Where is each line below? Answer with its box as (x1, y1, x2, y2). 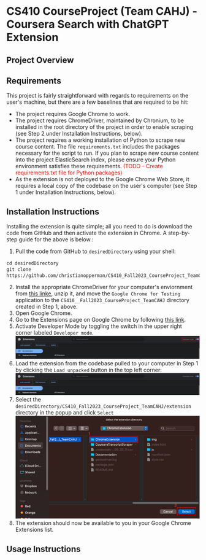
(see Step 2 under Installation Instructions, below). (15, 130, 143, 138)
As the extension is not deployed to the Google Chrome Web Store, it (15, 176, 189, 183)
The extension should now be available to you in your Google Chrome (15, 519, 191, 527)
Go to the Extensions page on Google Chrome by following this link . (15, 316, 186, 324)
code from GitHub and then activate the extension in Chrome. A (6, 229, 167, 237)
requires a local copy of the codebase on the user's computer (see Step (15, 182, 197, 190)
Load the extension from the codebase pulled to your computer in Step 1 (15, 360, 198, 367)
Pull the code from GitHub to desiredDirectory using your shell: (15, 247, 176, 255)
